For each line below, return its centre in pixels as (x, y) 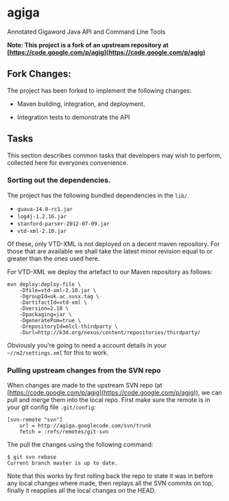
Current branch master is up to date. (62, 463)
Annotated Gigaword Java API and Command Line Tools (86, 32)
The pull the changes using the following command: (80, 445)
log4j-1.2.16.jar (42, 216)
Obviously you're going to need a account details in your (87, 345)
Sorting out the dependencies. (59, 180)
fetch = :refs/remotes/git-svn (64, 432)
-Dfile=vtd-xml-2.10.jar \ (58, 290)
